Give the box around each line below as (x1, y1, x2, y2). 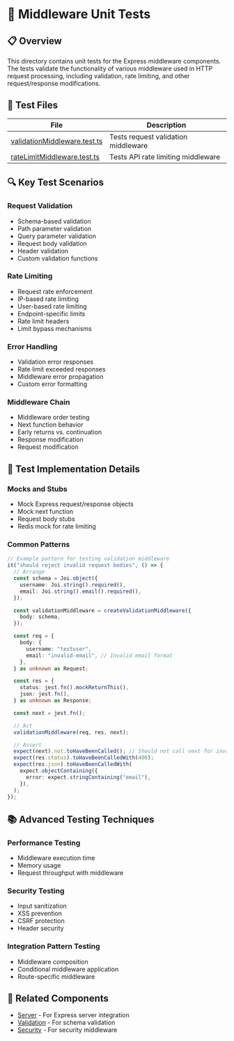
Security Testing (7, 886, 65, 896)
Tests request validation (109, 132, 188, 142)
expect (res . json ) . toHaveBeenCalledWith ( (13, 761, 132, 768)
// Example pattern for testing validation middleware (7, 555, 170, 563)
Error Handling (7, 341, 58, 351)
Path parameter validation (17, 224, 92, 232)
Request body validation (17, 239, 87, 247)
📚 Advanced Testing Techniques (7, 813, 155, 825)
